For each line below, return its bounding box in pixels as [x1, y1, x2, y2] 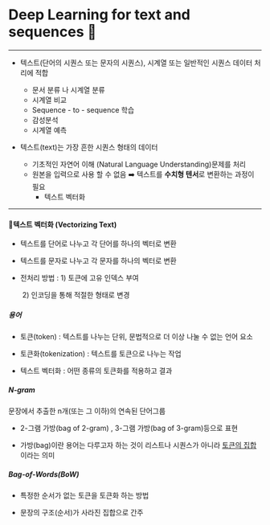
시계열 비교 [31, 95, 67, 105]
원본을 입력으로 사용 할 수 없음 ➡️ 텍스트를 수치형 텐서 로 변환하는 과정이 [31, 169, 255, 178]
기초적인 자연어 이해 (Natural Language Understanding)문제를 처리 [31, 159, 247, 169]
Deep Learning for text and [8, 6, 190, 24]
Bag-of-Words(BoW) [8, 469, 80, 479]
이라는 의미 [19, 450, 55, 460]
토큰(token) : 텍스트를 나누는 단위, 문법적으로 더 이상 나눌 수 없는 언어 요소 [19, 332, 253, 342]
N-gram [8, 384, 36, 395]
